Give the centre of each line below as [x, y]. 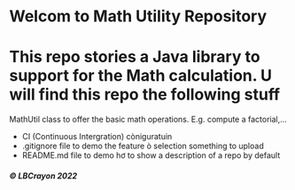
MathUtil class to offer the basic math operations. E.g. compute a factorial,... [148, 119]
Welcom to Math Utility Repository [138, 16]
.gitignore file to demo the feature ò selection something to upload [143, 146]
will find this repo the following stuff [145, 95]
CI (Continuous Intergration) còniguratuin [97, 137]
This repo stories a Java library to [135, 57]
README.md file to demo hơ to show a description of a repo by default [151, 155]
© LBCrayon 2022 [43, 176]
